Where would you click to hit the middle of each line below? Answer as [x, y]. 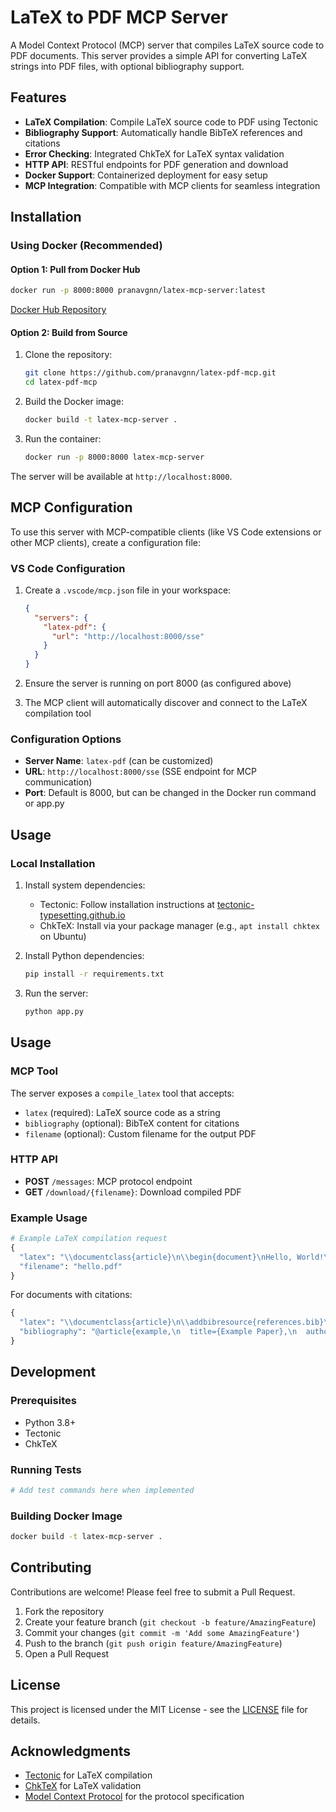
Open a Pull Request [67, 1653]
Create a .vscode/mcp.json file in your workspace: [128, 590]
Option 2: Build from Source [69, 332]
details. [25, 1720]
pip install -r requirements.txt [94, 974]
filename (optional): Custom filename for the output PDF [140, 1133]
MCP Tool [34, 1071]
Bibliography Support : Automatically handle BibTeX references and [163, 132]
